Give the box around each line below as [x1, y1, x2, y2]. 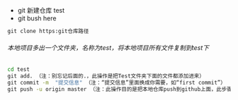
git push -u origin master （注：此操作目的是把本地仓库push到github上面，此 [7, 85, 222, 93]
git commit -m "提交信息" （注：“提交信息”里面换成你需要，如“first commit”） [7, 79, 227, 86]
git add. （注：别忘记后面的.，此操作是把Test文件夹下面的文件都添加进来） [7, 73, 205, 80]
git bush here [17, 14, 57, 23]
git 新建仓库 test [17, 6, 65, 14]
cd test [7, 66, 30, 73]
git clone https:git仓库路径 [7, 27, 89, 35]
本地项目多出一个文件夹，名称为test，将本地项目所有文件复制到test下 [7, 44, 209, 52]
